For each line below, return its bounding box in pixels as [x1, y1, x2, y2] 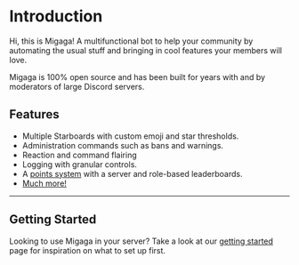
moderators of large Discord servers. [9, 81, 145, 92]
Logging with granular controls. [21, 158, 138, 170]
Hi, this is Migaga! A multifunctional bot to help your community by [9, 36, 254, 46]
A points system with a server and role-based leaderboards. [21, 168, 243, 179]
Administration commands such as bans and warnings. [21, 140, 224, 150]
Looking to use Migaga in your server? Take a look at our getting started [9, 236, 274, 246]
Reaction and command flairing [21, 149, 138, 160]
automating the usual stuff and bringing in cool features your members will [9, 44, 283, 55]
